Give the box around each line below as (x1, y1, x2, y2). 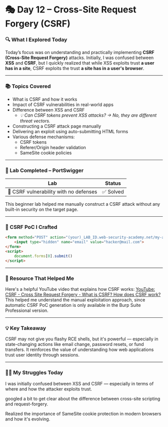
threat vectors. (19, 118, 50, 124)
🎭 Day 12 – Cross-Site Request (5, 4, 136, 16)
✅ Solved (102, 188, 124, 195)
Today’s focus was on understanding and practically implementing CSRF (5, 50, 154, 56)
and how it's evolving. (5, 416, 50, 422)
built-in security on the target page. (5, 206, 78, 213)
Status (104, 180, 121, 187)
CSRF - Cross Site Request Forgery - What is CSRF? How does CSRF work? (5, 291, 161, 297)
